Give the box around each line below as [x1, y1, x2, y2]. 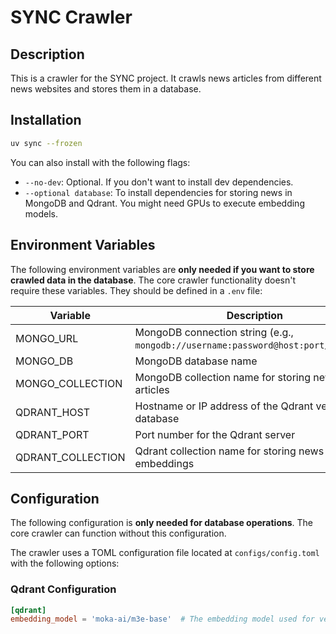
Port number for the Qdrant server [134, 427, 296, 441]
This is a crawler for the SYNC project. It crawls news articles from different [10, 72, 322, 84]
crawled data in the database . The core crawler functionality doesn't [10, 274, 297, 286]
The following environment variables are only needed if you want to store [10, 263, 315, 275]
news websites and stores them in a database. [10, 83, 202, 95]
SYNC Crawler [10, 6, 133, 29]
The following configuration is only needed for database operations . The [10, 517, 313, 529]
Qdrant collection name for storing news [134, 444, 325, 458]
